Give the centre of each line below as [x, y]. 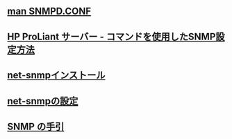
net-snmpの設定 [43, 101]
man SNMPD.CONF [49, 11]
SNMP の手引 [36, 126]
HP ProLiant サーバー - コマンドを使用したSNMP [111, 36]
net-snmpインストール [56, 75]
